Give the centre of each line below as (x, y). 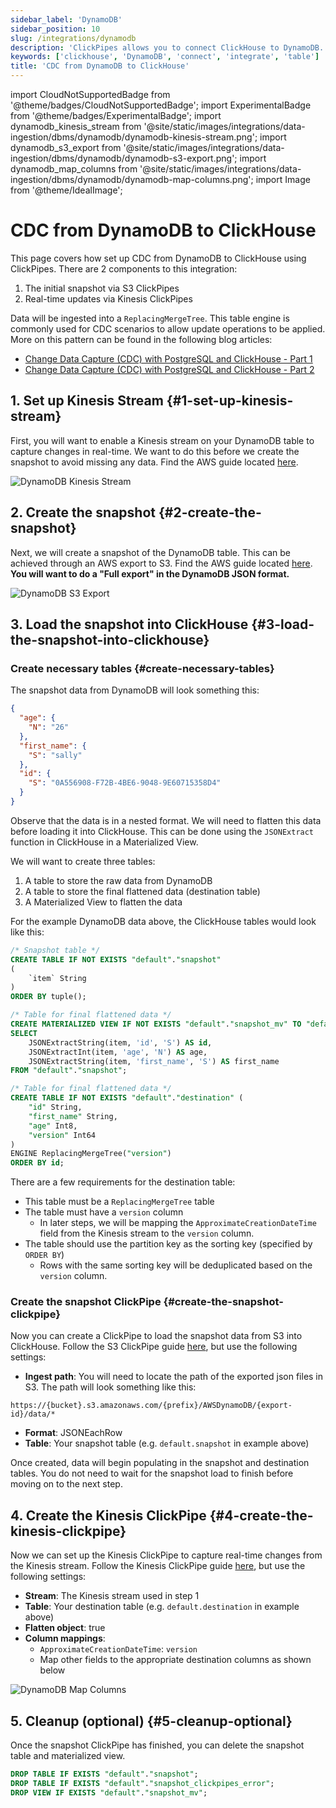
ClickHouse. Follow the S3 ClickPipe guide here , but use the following (154, 1347)
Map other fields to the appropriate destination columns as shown (175, 1660)
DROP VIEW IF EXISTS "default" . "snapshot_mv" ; (109, 1792)
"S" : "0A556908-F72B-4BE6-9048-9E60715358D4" (125, 783)
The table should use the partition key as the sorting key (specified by (168, 1244)
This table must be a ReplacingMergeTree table (119, 1202)
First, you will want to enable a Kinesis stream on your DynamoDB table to (162, 440)
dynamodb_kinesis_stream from (76, 126)
